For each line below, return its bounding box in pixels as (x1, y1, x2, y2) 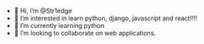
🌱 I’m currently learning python (13, 22, 105, 29)
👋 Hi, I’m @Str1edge (13, 7, 72, 15)
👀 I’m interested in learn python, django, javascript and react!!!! (13, 14, 198, 22)
